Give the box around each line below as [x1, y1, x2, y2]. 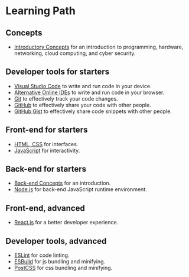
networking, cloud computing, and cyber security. [14, 50, 136, 57]
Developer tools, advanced [5, 236, 107, 246]
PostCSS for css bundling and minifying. [14, 265, 113, 272]
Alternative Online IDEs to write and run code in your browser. [14, 89, 165, 96]
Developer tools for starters [5, 67, 110, 77]
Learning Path [5, 4, 76, 18]
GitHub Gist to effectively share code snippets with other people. [14, 108, 172, 115]
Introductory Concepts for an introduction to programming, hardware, [14, 43, 184, 50]
